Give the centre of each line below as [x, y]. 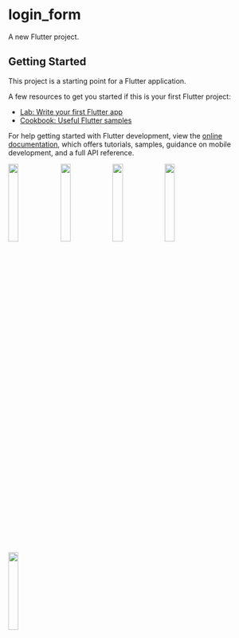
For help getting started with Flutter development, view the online [116, 135]
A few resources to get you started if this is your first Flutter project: [119, 96]
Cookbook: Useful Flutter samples [76, 120]
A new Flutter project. [44, 37]
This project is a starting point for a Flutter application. [97, 80]
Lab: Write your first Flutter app [71, 112]
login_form [45, 15]
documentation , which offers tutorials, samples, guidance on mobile [119, 144]
